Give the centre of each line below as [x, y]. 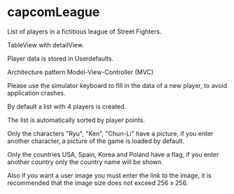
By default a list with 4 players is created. [67, 106]
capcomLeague [54, 12]
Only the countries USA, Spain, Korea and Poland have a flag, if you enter [113, 154]
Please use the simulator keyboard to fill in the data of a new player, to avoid [117, 85]
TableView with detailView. [46, 45]
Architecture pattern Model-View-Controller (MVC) [81, 72]
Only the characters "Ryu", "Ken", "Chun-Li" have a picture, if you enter [110, 133]
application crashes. [36, 93]
